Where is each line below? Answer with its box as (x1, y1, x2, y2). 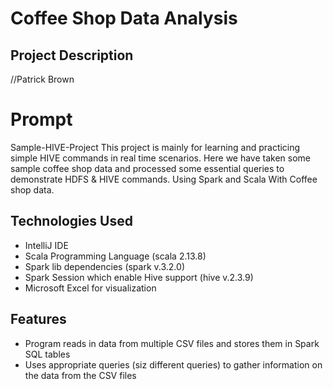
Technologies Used (10, 213, 133, 230)
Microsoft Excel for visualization (24, 282, 157, 294)
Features (10, 311, 67, 328)
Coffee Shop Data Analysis (10, 7, 238, 30)
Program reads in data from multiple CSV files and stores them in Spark (24, 337, 320, 349)
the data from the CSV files (24, 369, 137, 381)
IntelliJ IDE (24, 239, 69, 251)
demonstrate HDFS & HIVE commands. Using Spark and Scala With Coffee (10, 173, 318, 185)
